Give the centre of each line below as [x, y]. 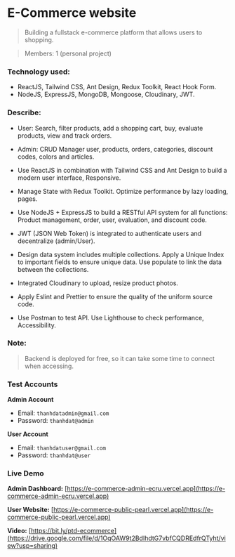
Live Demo [26, 473]
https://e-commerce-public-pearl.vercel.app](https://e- [134, 510]
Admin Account [31, 400]
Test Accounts [33, 384]
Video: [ [19, 531]
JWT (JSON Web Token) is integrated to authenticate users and [109, 233]
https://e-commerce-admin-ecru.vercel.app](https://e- [146, 489]
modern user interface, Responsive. [69, 178]
